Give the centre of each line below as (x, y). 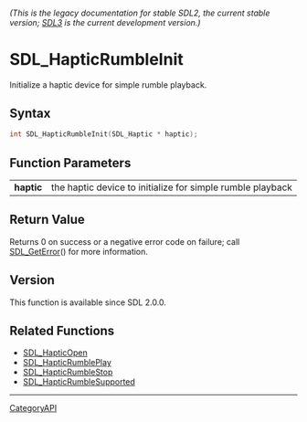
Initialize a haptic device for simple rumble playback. (108, 84)
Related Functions (62, 331)
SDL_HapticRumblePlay (67, 363)
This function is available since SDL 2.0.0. (88, 302)
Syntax (30, 113)
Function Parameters (70, 163)
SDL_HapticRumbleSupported (79, 382)
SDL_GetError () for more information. (79, 251)
